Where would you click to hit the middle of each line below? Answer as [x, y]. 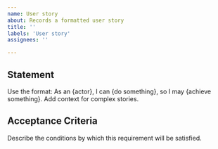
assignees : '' [28, 40]
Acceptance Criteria [52, 121]
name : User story [33, 14]
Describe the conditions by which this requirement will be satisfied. [104, 138]
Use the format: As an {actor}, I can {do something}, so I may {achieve [109, 91]
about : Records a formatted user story [66, 20]
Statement [31, 74]
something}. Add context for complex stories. [73, 98]
